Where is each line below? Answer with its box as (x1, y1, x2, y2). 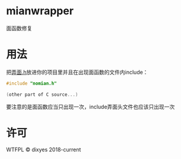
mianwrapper (6, 4, 74, 18)
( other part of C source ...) (6, 91, 78, 98)
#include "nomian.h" (6, 80, 58, 86)
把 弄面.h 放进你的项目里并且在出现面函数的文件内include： (6, 68, 148, 76)
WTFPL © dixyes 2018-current (6, 146, 81, 153)
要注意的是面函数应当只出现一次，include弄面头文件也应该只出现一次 (6, 103, 175, 110)
